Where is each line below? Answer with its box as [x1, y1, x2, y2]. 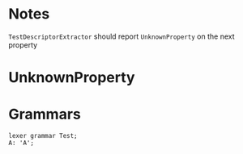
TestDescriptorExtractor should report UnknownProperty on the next [8, 31, 235, 41]
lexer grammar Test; [8, 132, 79, 140]
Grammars [8, 106, 81, 123]
